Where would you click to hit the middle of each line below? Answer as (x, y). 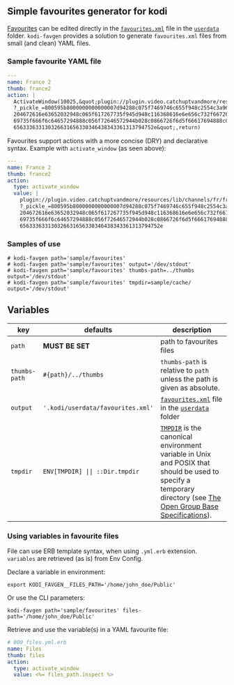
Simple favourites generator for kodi (87, 12)
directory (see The (190, 497)
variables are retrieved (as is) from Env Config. (75, 559)
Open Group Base (189, 506)
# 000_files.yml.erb (37, 642)
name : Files (24, 649)
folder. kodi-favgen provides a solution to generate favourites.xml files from (117, 36)
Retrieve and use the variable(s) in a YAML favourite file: (88, 630)
